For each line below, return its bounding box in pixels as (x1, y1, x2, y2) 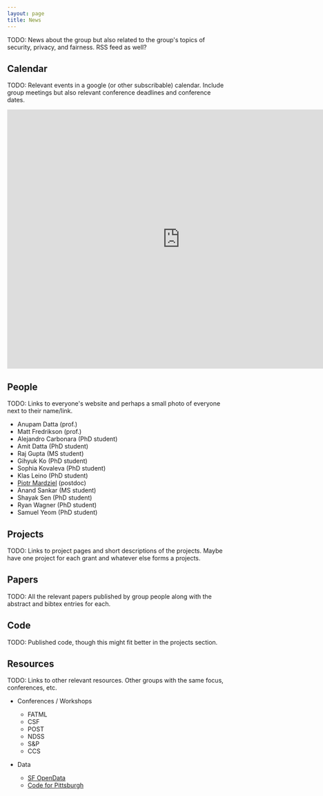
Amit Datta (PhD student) (17, 442, 88, 451)
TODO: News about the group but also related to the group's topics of (7, 35, 206, 44)
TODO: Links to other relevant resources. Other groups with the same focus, (7, 676, 224, 685)
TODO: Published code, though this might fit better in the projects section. (7, 638, 218, 646)
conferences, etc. (7, 683, 57, 692)
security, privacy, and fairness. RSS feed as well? (7, 43, 147, 51)
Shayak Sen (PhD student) (17, 493, 92, 502)
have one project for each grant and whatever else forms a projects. (7, 553, 201, 562)
